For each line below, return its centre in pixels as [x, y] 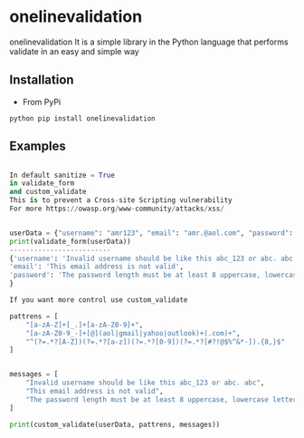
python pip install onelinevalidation [82, 118]
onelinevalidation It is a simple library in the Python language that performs [149, 42]
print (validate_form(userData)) [70, 241]
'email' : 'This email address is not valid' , [96, 267]
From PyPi [42, 102]
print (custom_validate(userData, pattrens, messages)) [115, 424]
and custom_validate [48, 192]
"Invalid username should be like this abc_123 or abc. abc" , [145, 383]
